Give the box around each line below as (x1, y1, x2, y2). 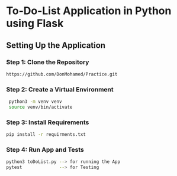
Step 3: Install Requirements (6, 118, 89, 126)
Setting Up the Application (6, 40, 105, 50)
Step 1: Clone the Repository (6, 58, 89, 66)
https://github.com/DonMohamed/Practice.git (6, 71, 118, 77)
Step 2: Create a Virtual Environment (6, 85, 114, 93)
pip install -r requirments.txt (6, 132, 86, 138)
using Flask (6, 17, 64, 30)
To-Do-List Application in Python (6, 4, 172, 18)
